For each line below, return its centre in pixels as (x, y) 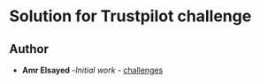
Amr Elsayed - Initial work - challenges (92, 70)
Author (29, 49)
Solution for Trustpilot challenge (130, 16)
